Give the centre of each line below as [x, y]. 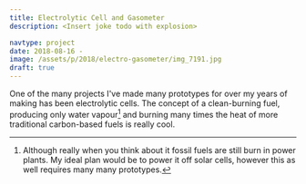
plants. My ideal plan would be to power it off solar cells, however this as [159, 160]
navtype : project [42, 43]
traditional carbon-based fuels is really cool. [92, 124]
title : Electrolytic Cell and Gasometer [87, 18]
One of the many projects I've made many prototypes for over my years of [149, 93]
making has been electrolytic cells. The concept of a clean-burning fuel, [145, 103]
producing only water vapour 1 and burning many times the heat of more [144, 114]
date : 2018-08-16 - [46, 51]
